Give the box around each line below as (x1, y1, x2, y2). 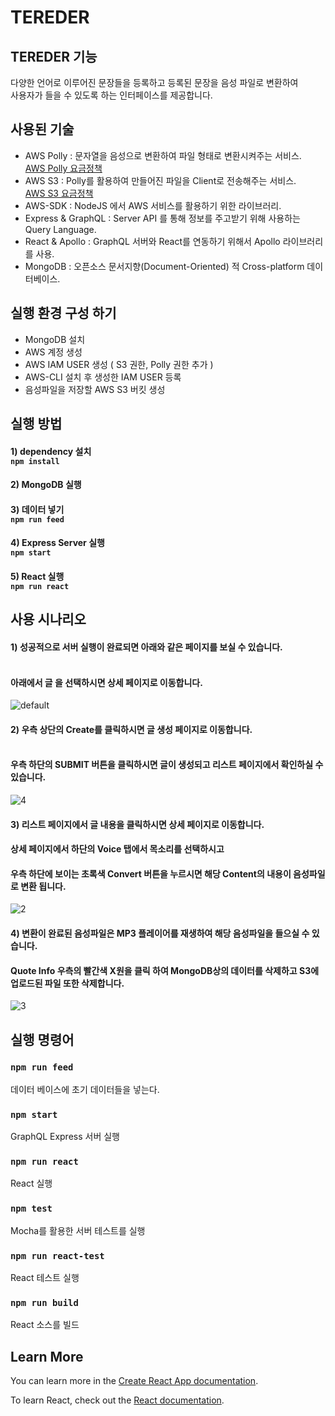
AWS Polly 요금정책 (24, 162, 103, 174)
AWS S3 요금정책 (24, 187, 94, 199)
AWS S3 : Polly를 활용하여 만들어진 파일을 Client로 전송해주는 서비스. (24, 174, 297, 186)
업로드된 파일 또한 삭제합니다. (10, 977, 125, 989)
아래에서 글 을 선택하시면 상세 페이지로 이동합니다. (10, 676, 203, 688)
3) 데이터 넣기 (10, 503, 65, 515)
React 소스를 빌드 (10, 1319, 80, 1331)
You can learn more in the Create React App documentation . (10, 1375, 259, 1387)
